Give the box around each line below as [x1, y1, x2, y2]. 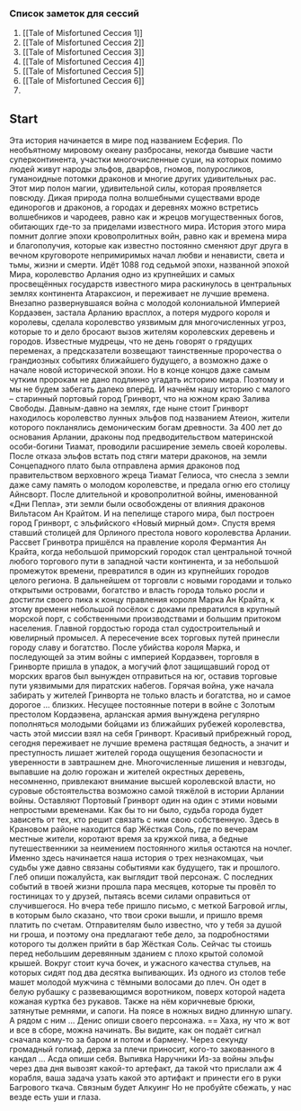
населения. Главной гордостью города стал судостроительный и [9, 623, 261, 634]
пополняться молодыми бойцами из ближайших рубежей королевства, [9, 718, 286, 729]
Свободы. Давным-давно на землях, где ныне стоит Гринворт [9, 403, 249, 414]
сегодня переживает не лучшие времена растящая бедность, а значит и [9, 737, 289, 749]
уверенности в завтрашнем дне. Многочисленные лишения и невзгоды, [9, 757, 288, 768]
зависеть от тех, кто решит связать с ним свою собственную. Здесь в [9, 814, 279, 826]
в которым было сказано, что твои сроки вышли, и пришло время [9, 910, 263, 921]
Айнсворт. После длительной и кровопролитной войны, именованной [9, 489, 279, 500]
